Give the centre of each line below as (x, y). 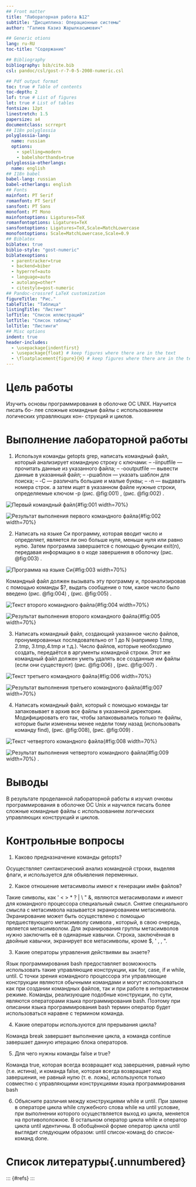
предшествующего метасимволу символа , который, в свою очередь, (94, 922)
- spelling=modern (39, 152)
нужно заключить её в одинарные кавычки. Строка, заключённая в (90, 934)
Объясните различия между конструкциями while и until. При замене (101, 1101)
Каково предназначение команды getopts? (68, 857)
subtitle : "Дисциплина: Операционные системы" (64, 22)
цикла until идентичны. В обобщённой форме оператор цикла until (97, 1126)
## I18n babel (23, 174)
